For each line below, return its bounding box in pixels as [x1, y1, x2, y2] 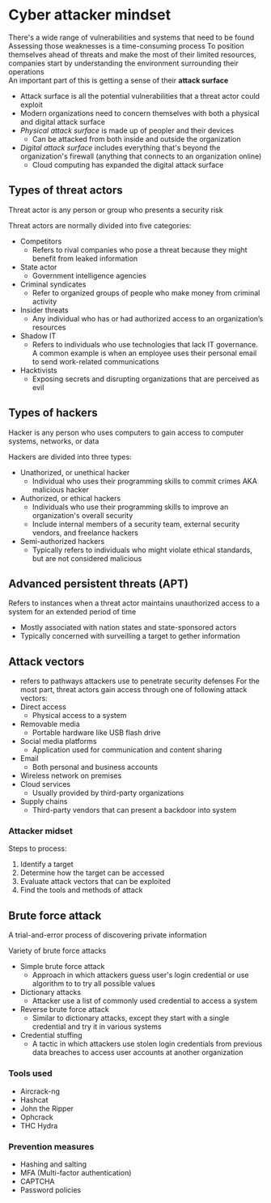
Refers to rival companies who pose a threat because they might [32, 244, 248, 254]
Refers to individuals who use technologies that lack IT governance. [32, 339, 259, 349]
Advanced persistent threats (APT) [8, 576, 188, 590]
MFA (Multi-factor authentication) [19, 1167, 132, 1177]
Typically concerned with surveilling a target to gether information [19, 631, 241, 641]
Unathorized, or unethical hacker [19, 467, 130, 477]
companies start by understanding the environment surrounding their [8, 58, 239, 68]
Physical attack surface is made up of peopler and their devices [19, 125, 235, 135]
